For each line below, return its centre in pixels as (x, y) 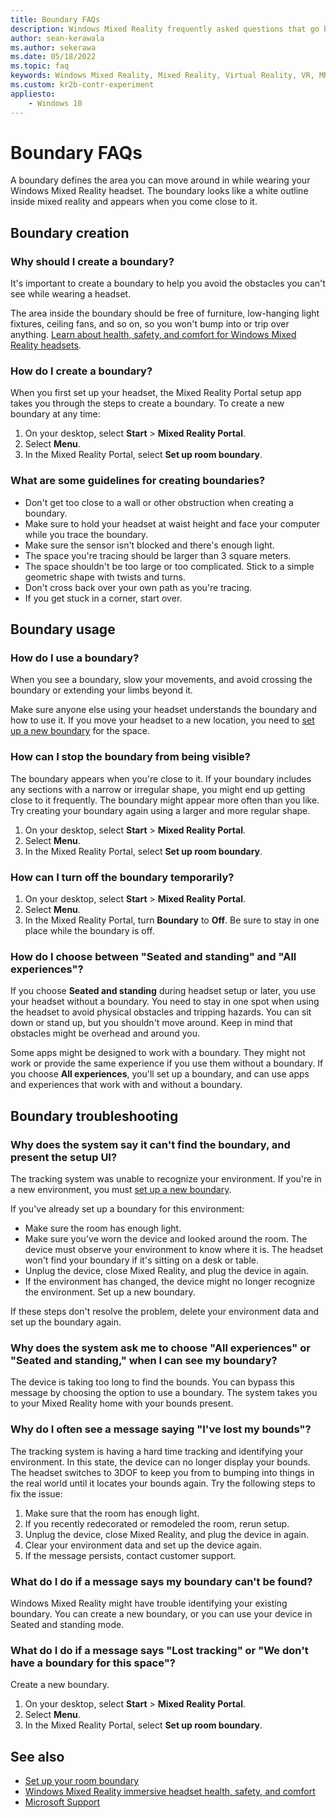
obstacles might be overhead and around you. (105, 1033)
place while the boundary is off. (89, 930)
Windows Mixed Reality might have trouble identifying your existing (149, 1603)
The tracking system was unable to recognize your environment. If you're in (166, 1178)
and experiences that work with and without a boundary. (126, 1085)
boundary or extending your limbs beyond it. (101, 690)
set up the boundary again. (66, 1322)
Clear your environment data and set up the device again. (143, 1545)
